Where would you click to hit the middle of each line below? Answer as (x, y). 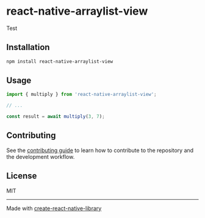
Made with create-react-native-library (54, 208)
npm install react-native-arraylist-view (60, 61)
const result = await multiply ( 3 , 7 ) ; (56, 117)
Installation (28, 47)
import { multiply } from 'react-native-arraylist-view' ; (81, 95)
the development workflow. (41, 156)
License (22, 176)
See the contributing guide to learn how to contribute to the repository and (100, 150)
